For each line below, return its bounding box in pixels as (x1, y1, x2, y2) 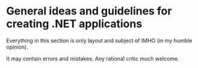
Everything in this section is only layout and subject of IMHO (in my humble (6, 37, 193, 44)
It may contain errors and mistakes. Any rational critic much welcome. (6, 55, 179, 62)
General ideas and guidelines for (6, 4, 172, 18)
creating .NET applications (6, 17, 143, 31)
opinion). (6, 43, 28, 51)
